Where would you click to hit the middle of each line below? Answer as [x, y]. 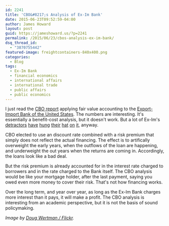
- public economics [30, 95]
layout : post [19, 29]
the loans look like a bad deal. [36, 156]
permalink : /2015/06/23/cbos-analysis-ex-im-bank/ [60, 38]
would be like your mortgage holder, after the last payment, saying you [79, 177]
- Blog [17, 62]
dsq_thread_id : [21, 43]
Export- [145, 109]
